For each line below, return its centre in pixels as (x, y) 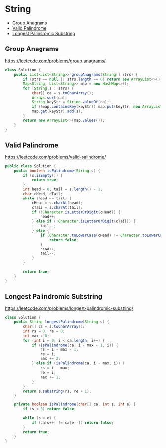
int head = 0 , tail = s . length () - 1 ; (63, 189)
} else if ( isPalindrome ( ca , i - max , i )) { (78, 363)
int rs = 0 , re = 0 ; (44, 331)
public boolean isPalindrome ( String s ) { (57, 171)
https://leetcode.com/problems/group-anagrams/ (56, 61)
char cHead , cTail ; (43, 194)
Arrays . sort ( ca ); (49, 98)
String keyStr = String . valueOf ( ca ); (70, 102)
